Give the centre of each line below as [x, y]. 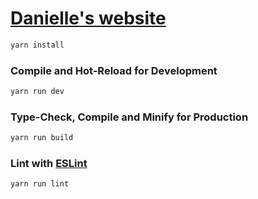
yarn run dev [37, 92]
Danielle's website [88, 18]
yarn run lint [40, 184]
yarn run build [42, 138]
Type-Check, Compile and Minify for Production [129, 117]
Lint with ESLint [49, 164]
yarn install [37, 45]
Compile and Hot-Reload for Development [114, 70]
